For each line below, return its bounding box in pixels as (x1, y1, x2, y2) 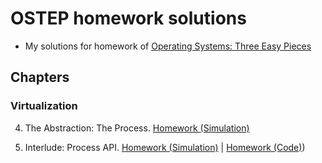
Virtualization (10, 99, 78, 113)
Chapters (10, 69, 70, 86)
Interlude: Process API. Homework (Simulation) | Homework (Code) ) (24, 141, 306, 153)
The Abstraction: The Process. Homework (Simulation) (24, 122, 250, 134)
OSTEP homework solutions (10, 7, 247, 30)
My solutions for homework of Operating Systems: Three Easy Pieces (24, 40, 312, 52)
